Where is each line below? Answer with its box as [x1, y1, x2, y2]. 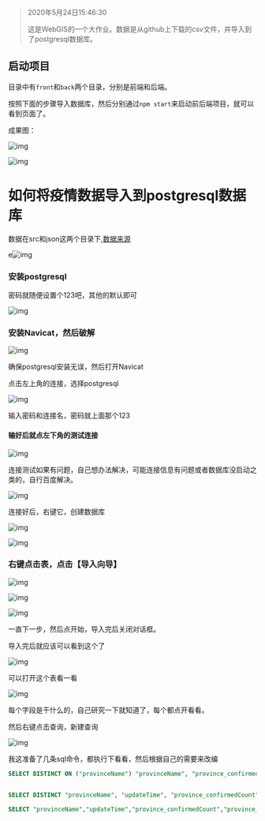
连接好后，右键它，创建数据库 [8, 507, 105, 516]
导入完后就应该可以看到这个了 [8, 641, 105, 650]
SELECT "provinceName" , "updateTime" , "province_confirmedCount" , [8, 805, 224, 813]
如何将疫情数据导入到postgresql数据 [8, 187, 247, 204]
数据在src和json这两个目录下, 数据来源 [8, 234, 131, 243]
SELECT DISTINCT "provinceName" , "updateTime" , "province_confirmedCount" [8, 791, 259, 799]
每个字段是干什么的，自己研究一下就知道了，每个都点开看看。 [8, 705, 209, 714]
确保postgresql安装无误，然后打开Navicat [8, 362, 144, 372]
